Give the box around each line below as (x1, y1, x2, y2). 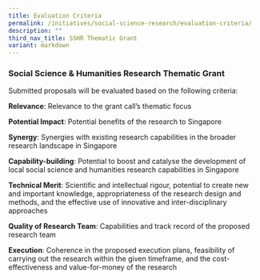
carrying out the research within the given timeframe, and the (8, 254, 211, 264)
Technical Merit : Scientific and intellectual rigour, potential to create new (8, 181, 250, 190)
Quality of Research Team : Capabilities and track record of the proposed (8, 222, 250, 231)
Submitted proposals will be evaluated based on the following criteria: (8, 86, 238, 96)
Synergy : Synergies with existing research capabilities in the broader (8, 133, 237, 142)
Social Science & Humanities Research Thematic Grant (8, 68, 226, 79)
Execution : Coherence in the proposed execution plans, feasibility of (8, 246, 235, 255)
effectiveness (8, 262, 54, 272)
